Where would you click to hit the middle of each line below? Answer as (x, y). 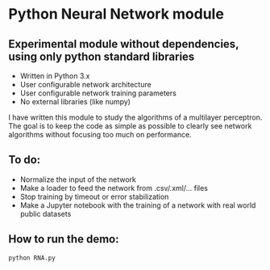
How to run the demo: (64, 239)
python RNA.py (32, 258)
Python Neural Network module (116, 14)
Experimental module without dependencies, (124, 44)
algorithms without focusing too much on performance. (100, 135)
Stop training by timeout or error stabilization (94, 196)
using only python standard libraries (102, 56)
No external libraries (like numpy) (75, 101)
